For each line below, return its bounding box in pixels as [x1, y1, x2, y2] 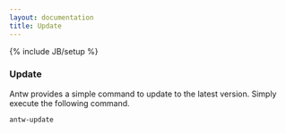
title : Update [9, 21, 63, 30]
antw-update [9, 115, 54, 124]
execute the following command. [9, 97, 130, 108]
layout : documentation [9, 12, 94, 22]
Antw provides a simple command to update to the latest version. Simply [9, 88, 277, 99]
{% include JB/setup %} [9, 46, 99, 56]
